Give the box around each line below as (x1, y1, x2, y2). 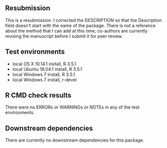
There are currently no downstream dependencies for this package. (5, 137, 145, 144)
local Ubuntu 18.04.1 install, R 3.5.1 (12, 66, 82, 72)
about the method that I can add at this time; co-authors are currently (5, 27, 148, 34)
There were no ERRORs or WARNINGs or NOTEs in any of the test (5, 104, 140, 110)
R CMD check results (5, 91, 72, 100)
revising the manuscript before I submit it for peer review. (5, 33, 123, 39)
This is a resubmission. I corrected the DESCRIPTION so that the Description (5, 17, 162, 23)
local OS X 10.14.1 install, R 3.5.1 (12, 61, 76, 67)
